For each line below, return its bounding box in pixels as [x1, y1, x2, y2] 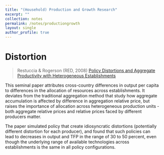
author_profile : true [5, 30, 50, 35]
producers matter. [5, 114, 42, 120]
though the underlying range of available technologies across [5, 139, 130, 145]
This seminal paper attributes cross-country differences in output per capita [5, 82, 159, 88]
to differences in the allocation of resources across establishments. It [5, 87, 145, 93]
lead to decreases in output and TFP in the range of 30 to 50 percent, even [5, 133, 157, 139]
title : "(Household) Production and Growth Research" [5, 7, 118, 12]
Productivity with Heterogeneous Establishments [17, 72, 116, 79]
